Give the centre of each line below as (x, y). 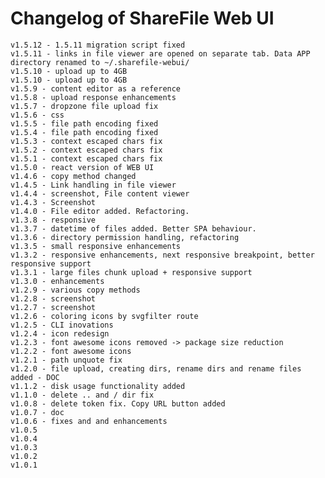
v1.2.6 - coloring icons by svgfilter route (104, 316)
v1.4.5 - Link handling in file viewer (93, 185)
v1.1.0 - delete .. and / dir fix (82, 395)
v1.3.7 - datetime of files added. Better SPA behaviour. (133, 228)
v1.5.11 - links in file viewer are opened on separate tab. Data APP (160, 53)
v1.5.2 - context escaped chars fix (86, 150)
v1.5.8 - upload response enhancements (93, 97)
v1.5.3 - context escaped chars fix (86, 141)
